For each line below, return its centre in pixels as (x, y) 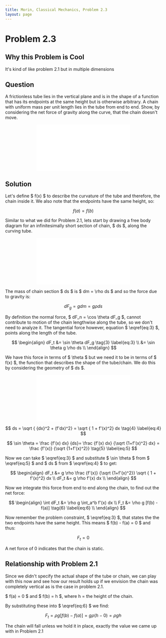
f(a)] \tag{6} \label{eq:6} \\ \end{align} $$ (83, 508)
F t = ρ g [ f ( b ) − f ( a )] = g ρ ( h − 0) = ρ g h (83, 616)
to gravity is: (18, 297)
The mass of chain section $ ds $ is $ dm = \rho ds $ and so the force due (81, 291)
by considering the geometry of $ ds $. (45, 368)
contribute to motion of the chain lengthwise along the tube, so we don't (79, 322)
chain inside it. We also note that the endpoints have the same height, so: (80, 201)
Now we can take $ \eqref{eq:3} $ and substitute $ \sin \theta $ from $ (78, 458)
